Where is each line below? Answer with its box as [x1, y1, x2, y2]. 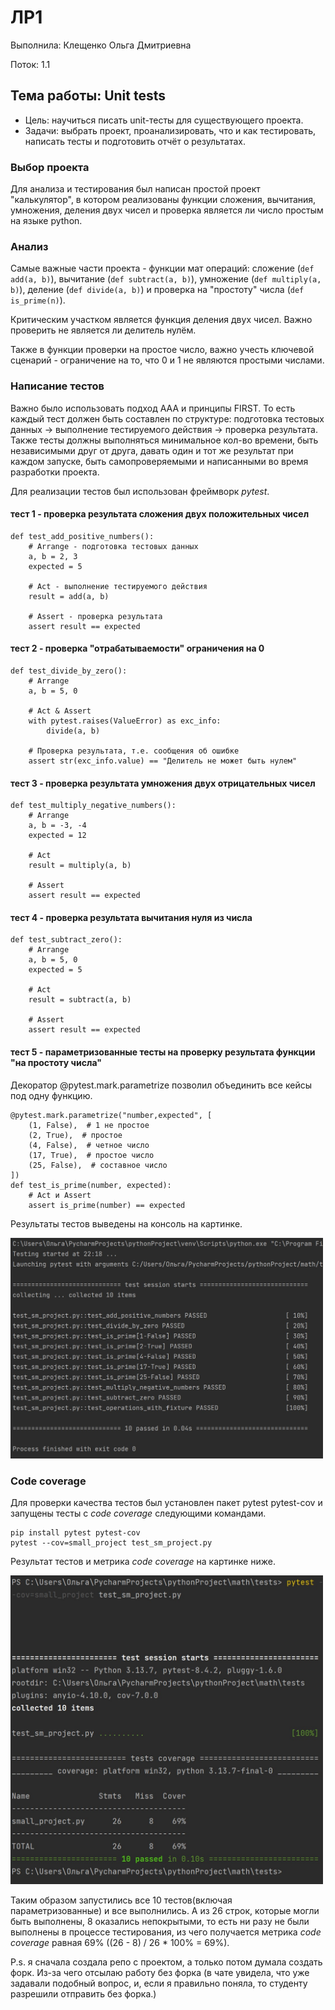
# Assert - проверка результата [28, 611, 163, 621]
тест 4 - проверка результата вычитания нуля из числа [10, 911, 253, 923]
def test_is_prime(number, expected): [10, 1180, 172, 1190]
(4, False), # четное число [28, 1140, 150, 1150]
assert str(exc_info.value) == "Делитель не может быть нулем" [28, 756, 298, 766]
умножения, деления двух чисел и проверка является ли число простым [10, 204, 324, 216]
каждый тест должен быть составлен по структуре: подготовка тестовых [10, 412, 325, 425]
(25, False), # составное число [28, 1160, 168, 1170]
